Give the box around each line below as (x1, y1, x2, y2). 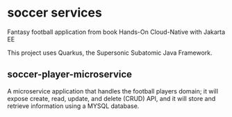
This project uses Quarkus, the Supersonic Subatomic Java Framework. (7, 48, 213, 57)
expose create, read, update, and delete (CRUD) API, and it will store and (7, 94, 216, 102)
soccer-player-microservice (7, 69, 133, 80)
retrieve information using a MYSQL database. (7, 102, 140, 110)
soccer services (7, 5, 102, 21)
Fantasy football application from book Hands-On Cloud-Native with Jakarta (7, 28, 226, 36)
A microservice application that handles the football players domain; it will (7, 87, 219, 95)
